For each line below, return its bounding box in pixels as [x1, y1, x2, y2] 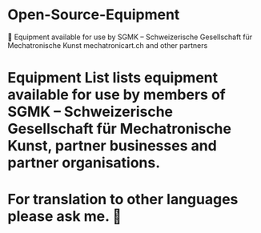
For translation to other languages [7, 191, 239, 209]
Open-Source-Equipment [7, 6, 180, 24]
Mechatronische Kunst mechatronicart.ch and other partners [7, 40, 208, 50]
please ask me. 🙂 [7, 207, 122, 226]
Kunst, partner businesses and [7, 137, 217, 155]
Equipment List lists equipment [7, 69, 218, 87]
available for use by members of [7, 86, 226, 104]
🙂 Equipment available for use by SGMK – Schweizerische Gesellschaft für [7, 32, 253, 42]
